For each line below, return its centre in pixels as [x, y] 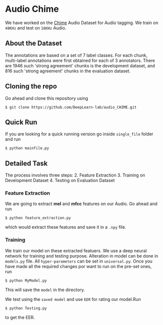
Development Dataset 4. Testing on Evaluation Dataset [60, 180]
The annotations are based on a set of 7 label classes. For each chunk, [76, 55]
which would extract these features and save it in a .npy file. [66, 227]
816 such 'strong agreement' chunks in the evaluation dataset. [68, 71]
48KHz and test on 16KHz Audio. [36, 28]
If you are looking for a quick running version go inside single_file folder [79, 134]
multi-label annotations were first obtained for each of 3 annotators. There [80, 60]
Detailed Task [26, 163]
